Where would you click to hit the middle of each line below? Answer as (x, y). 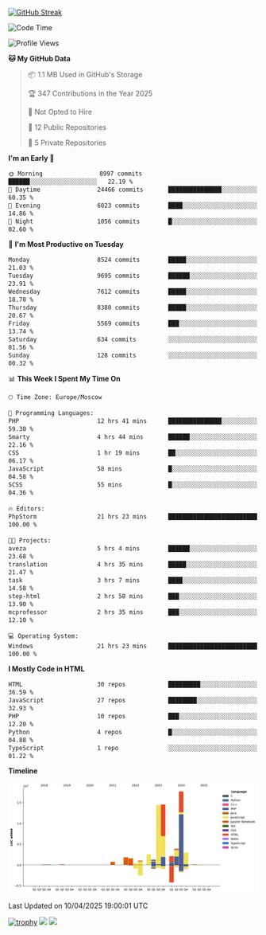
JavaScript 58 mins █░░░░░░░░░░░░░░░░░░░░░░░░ (133, 469)
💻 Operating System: (44, 636)
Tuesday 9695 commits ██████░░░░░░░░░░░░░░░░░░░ (133, 276)
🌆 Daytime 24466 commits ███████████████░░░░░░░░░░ (133, 190)
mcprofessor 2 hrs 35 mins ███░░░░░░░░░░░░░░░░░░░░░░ (133, 612)
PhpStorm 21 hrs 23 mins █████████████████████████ (133, 517)
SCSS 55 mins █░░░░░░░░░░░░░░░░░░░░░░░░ (133, 485)
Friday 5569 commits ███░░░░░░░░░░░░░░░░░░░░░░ (133, 323)
